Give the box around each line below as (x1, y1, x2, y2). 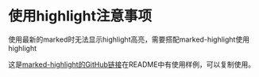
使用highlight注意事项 (8, 7, 153, 25)
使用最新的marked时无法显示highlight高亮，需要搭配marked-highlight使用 (8, 35, 250, 44)
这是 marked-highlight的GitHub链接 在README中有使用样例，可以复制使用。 (8, 60, 256, 69)
